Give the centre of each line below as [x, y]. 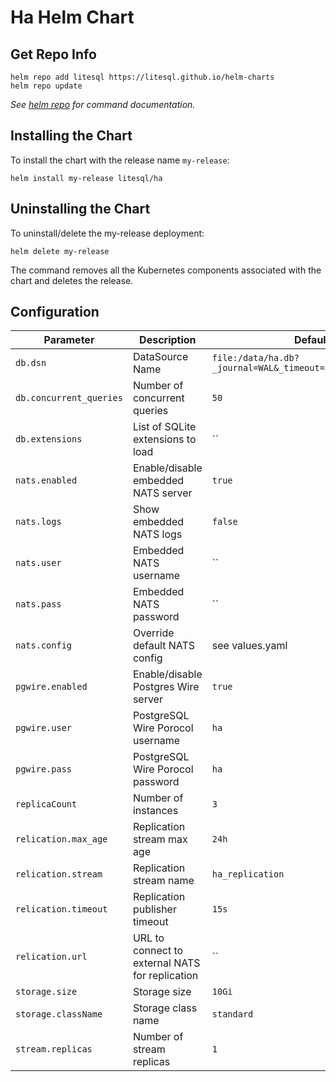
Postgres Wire [166, 687]
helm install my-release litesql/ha [86, 178]
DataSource [160, 357]
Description [168, 340]
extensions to [164, 439]
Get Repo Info [53, 54]
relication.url [51, 957]
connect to [158, 951]
